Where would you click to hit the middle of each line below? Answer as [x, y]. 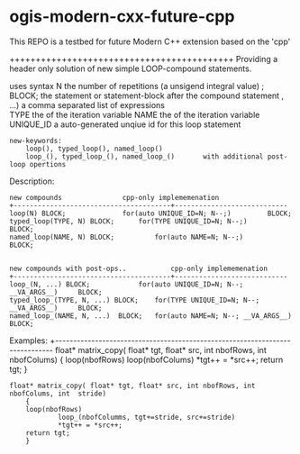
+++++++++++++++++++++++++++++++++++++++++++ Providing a [144, 59]
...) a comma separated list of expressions [87, 104]
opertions [48, 164]
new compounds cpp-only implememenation [114, 197]
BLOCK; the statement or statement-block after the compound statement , [147, 95]
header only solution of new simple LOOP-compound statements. [131, 68]
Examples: [28, 340]
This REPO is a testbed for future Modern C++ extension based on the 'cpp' [150, 41]
